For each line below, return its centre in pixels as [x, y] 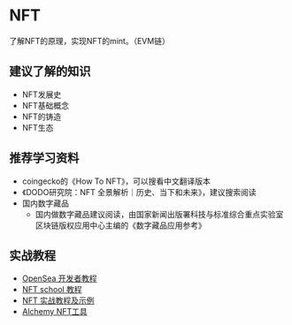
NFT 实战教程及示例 [58, 300]
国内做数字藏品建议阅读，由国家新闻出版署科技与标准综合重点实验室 [159, 214]
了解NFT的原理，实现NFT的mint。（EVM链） [89, 41]
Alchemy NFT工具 [54, 312]
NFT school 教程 [52, 290]
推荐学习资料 [44, 159]
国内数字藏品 [45, 203]
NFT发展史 [42, 94]
